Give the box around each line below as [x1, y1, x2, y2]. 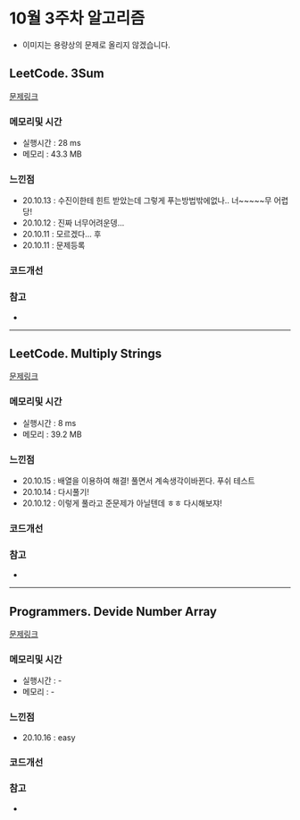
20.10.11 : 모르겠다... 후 [21, 229, 102, 240]
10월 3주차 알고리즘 [9, 8, 146, 29]
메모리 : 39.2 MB [21, 429, 82, 440]
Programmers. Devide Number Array [9, 603, 217, 619]
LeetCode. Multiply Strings [9, 346, 162, 361]
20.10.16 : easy [21, 731, 76, 743]
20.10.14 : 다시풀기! [21, 486, 89, 497]
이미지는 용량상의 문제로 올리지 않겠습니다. [21, 39, 171, 50]
